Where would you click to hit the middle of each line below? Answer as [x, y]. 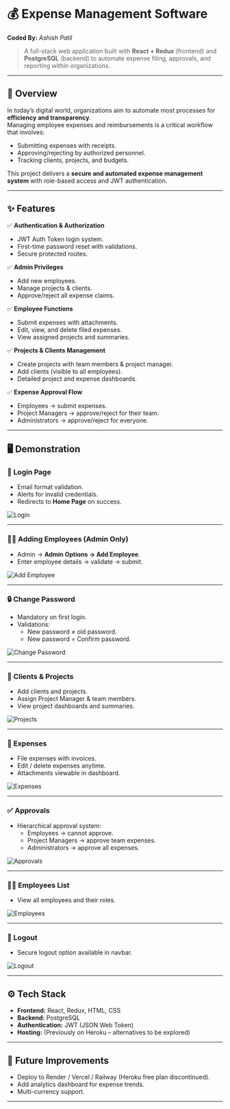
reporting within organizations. [67, 65]
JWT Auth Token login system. [60, 239]
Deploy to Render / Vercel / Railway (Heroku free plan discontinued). [113, 1077]
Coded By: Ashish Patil [40, 37]
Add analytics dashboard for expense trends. [81, 1084]
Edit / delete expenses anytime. [61, 766]
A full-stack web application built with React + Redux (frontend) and [120, 51]
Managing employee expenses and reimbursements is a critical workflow [110, 124]
